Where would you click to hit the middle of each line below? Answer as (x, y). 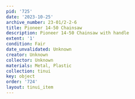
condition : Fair (26, 44)
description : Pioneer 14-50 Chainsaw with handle (68, 33)
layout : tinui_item (30, 87)
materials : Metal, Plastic (39, 66)
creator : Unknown (27, 55)
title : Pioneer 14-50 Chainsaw (44, 28)
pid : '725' (19, 11)
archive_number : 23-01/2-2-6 (41, 22)
